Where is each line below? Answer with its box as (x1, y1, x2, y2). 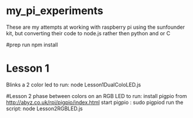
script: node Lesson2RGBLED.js (6, 104, 83, 112)
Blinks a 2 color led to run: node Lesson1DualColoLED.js (6, 81, 141, 88)
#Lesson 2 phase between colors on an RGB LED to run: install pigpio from (6, 92, 187, 99)
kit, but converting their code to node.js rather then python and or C (6, 29, 171, 36)
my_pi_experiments (6, 4, 104, 18)
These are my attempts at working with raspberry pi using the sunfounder (6, 23, 185, 31)
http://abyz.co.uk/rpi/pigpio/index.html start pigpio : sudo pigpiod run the (6, 99, 184, 106)
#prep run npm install (6, 41, 58, 48)
